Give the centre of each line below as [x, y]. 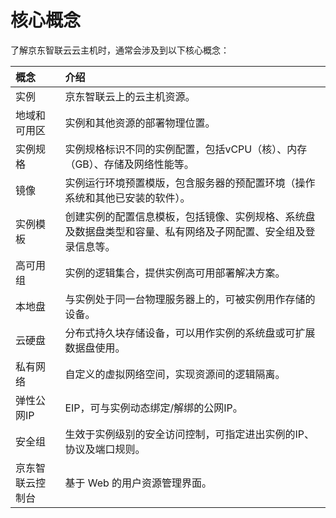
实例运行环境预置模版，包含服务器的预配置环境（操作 [190, 183]
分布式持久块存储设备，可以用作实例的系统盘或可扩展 [190, 333]
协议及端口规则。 [105, 449]
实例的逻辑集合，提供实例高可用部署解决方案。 [175, 273]
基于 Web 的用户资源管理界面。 [138, 483]
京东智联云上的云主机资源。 [130, 96]
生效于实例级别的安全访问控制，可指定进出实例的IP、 [189, 434]
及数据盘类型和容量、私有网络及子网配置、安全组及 [185, 231]
